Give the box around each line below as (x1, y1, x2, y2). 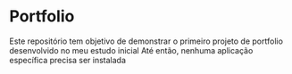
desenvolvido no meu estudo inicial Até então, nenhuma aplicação (9, 45, 254, 55)
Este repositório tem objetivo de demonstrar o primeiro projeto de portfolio (9, 36, 284, 46)
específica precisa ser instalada (9, 54, 127, 65)
